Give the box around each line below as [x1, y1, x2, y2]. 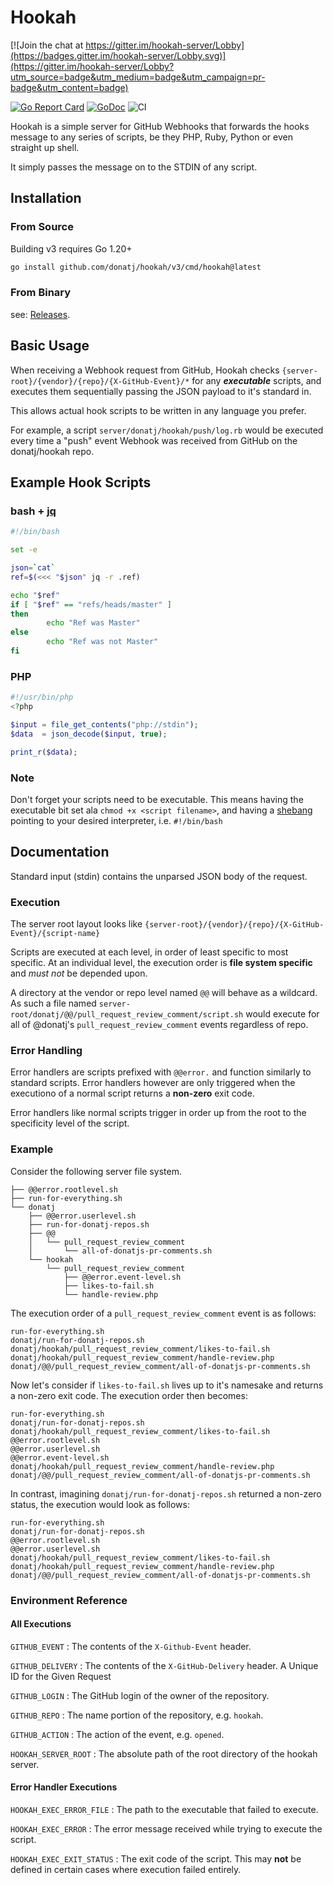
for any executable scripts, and [191, 374, 322, 386]
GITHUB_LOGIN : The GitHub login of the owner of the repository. [10, 1689, 270, 1701]
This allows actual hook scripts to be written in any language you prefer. [10, 404, 307, 416]
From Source [10, 220, 74, 234]
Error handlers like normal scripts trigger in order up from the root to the [10, 1107, 307, 1119]
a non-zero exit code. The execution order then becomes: [10, 1389, 248, 1401]
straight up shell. [10, 141, 80, 153]
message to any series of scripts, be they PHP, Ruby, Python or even [10, 131, 293, 143]
